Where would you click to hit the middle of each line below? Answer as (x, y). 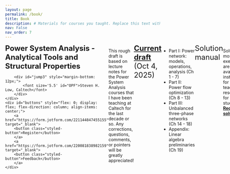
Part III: (176, 103)
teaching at (120, 103)
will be (115, 150)
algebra (176, 140)
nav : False (16, 28)
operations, (180, 66)
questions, (119, 134)
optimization (181, 92)
